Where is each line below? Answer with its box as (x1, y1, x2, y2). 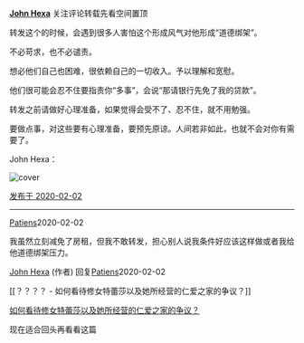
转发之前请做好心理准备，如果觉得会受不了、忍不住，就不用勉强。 (9, 104, 255, 115)
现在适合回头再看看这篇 (9, 324, 97, 335)
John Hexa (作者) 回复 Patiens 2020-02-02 (9, 266, 166, 277)
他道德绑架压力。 (9, 247, 73, 258)
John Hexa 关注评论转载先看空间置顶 (9, 8, 148, 18)
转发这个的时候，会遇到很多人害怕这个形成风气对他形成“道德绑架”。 (9, 27, 262, 38)
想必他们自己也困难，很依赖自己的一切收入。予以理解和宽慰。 (9, 66, 240, 76)
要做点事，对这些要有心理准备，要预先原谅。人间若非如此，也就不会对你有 (9, 123, 287, 134)
